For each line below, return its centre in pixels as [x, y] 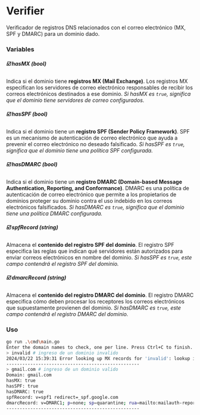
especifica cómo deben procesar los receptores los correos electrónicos [95, 301]
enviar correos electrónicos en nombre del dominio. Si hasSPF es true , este [99, 257]
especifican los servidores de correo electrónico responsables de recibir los [100, 87]
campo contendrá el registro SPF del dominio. [62, 264]
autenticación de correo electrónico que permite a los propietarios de [91, 194]
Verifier [25, 11]
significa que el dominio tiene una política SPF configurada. [79, 150]
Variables [20, 49]
